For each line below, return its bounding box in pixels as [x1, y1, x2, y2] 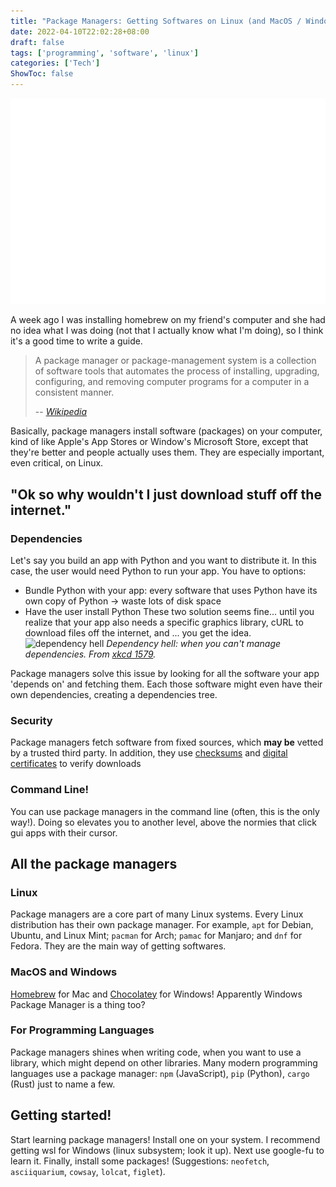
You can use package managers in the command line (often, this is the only [10, 805, 320, 817]
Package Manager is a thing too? [10, 998, 146, 1010]
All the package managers [10, 855, 178, 872]
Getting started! [10, 1107, 112, 1124]
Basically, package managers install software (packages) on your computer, [10, 425, 323, 437]
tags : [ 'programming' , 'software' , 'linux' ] [10, 48, 199, 58]
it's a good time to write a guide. [10, 335, 143, 347]
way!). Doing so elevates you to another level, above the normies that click [10, 816, 317, 828]
